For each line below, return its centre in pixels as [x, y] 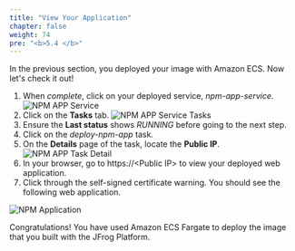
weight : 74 [30, 34]
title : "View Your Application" [70, 18]
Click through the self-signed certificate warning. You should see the [152, 183]
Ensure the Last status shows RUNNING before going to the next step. [155, 125]
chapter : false [38, 26]
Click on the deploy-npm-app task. [88, 135]
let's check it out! [42, 79]
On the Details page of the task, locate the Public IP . [121, 144]
